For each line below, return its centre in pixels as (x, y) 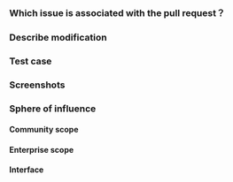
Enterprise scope (42, 149)
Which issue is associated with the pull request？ (117, 12)
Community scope (44, 130)
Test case (31, 61)
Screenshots (37, 85)
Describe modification (58, 37)
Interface (27, 170)
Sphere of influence (53, 109)
